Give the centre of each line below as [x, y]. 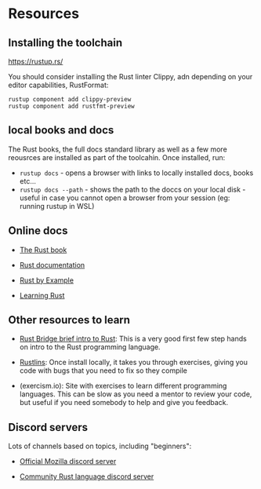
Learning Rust [42, 295]
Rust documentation [52, 265]
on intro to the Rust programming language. [90, 347]
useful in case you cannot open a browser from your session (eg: [125, 198]
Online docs [38, 231]
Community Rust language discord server [87, 476]
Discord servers [48, 427]
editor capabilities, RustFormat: [58, 85]
